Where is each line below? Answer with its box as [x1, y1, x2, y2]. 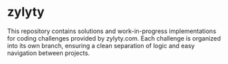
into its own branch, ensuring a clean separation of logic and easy [7, 41, 195, 50]
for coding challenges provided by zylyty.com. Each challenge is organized [7, 34, 221, 42]
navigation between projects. [7, 49, 90, 57]
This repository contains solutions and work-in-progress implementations [7, 27, 216, 35]
